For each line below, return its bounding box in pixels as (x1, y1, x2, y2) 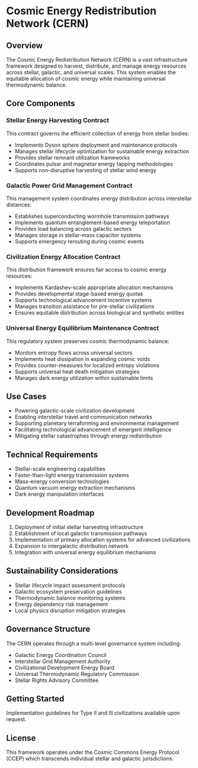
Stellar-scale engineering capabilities (14, 465, 106, 472)
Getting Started (6, 694, 65, 704)
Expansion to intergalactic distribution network (14, 542, 129, 550)
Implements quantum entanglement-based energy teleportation (14, 218, 170, 226)
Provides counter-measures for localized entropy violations (14, 361, 160, 369)
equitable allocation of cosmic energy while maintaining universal (6, 75, 166, 82)
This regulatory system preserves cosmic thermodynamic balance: (6, 337, 170, 345)
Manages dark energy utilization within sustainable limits (14, 374, 154, 381)
